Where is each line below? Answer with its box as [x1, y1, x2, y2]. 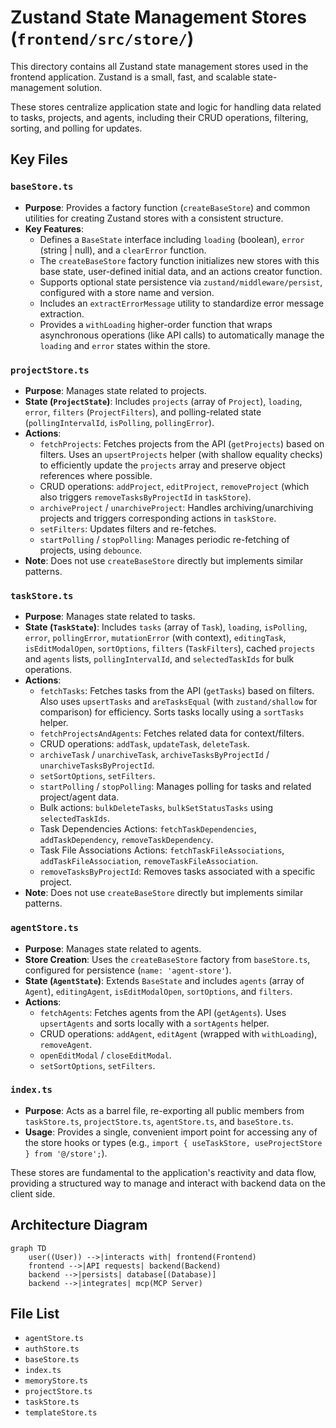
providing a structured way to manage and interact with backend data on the [10, 1177, 326, 1189]
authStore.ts [24, 1344, 80, 1355]
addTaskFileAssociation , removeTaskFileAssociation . [39, 855, 259, 867]
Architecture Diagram [10, 1217, 148, 1234]
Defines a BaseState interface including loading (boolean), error [39, 233, 305, 245]
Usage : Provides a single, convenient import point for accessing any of [24, 1126, 318, 1138]
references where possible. [39, 469, 153, 481]
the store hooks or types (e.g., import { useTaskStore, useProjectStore [24, 1136, 323, 1148]
